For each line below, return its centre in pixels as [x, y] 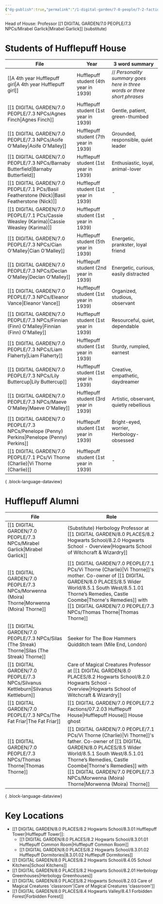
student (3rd [91, 399]
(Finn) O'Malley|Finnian [34, 326]
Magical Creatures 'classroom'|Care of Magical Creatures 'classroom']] [83, 886]
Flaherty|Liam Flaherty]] [35, 355]
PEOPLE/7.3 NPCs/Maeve [37, 402]
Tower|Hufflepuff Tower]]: [38, 834]
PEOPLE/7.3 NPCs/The [34, 715]
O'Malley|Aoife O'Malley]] [37, 146]
